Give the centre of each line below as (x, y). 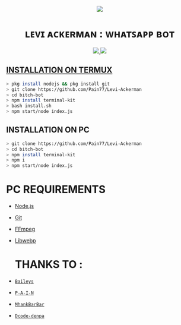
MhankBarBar (29, 305)
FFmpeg (25, 229)
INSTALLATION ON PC (48, 130)
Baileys (24, 282)
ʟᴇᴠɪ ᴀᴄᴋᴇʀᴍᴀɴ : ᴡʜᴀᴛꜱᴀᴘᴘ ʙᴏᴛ (100, 34)
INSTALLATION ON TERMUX (59, 70)
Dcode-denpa (29, 316)
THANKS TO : (49, 265)
